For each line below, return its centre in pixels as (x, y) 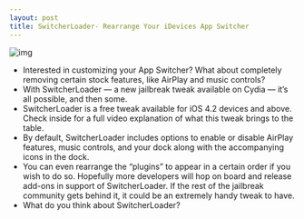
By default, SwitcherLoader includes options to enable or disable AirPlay (158, 137)
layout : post (34, 18)
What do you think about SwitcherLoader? (101, 204)
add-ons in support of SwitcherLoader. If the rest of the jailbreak (143, 185)
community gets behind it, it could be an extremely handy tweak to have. (158, 195)
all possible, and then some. (75, 99)
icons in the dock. (56, 156)
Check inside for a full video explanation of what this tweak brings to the (158, 118)
